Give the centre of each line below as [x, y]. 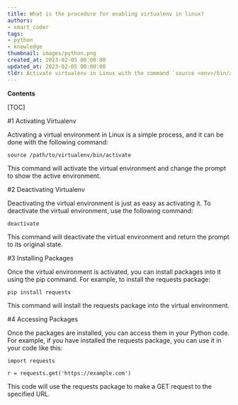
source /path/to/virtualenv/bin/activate [69, 155]
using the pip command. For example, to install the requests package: [109, 279]
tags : [15, 34]
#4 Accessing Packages [43, 319]
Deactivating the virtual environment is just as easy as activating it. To [109, 203]
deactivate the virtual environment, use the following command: [100, 210]
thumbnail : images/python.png [52, 54]
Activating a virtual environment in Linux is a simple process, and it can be [116, 135]
